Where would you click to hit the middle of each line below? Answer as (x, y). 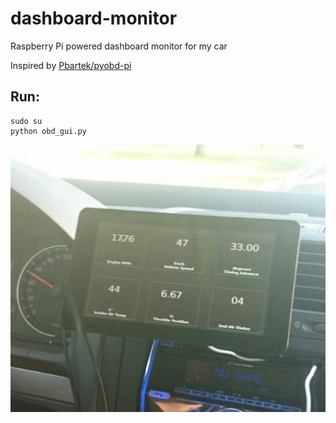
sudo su (26, 121)
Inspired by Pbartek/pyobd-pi (71, 65)
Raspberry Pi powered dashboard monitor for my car (119, 46)
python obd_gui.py (48, 131)
